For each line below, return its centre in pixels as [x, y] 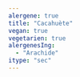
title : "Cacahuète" [41, 23]
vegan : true [28, 30]
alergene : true [34, 16]
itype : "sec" [30, 61]
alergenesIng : [32, 46]
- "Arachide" [37, 53]
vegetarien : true [37, 38]
